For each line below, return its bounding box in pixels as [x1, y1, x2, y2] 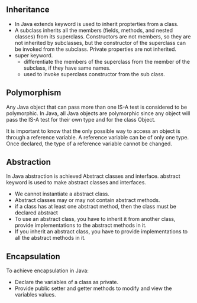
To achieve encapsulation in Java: [6, 267, 89, 274]
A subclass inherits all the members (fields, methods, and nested [14, 27, 173, 34]
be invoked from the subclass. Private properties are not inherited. [14, 45, 176, 53]
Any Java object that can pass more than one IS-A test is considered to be [6, 103, 188, 110]
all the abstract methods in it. [14, 234, 86, 242]
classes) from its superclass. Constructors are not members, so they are [14, 32, 191, 40]
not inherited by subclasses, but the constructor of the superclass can [14, 39, 186, 46]
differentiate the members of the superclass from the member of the [23, 58, 190, 65]
